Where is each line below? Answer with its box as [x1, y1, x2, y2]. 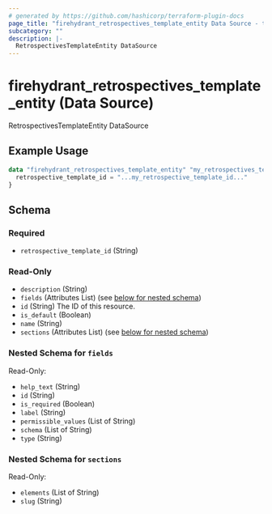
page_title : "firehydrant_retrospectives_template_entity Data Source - [8, 19, 259, 28]
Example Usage [8, 144, 89, 158]
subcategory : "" [8, 27, 63, 35]
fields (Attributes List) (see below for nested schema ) [19, 293, 202, 303]
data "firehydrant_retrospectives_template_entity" [8, 165, 186, 174]
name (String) [19, 319, 62, 329]
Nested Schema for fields [8, 347, 113, 359]
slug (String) [19, 496, 62, 506]
